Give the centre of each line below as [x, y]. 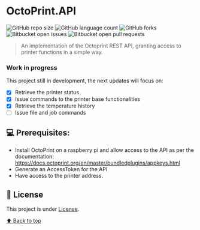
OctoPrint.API [41, 11]
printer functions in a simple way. [62, 52]
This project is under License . [43, 209]
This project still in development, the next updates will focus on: [85, 81]
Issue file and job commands [50, 113]
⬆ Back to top [24, 221]
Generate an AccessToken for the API [61, 169]
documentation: [34, 157]
